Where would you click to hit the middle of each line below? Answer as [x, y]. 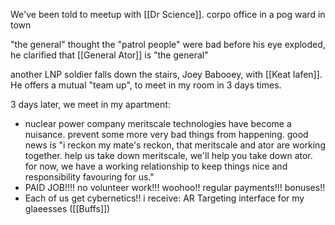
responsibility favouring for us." [89, 177]
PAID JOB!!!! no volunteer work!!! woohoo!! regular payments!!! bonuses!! [175, 187]
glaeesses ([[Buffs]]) [67, 208]
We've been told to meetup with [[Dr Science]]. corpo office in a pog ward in [168, 14]
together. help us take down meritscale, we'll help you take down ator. [168, 155]
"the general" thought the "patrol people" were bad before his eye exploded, [168, 44]
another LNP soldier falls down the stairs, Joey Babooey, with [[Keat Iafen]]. [166, 74]
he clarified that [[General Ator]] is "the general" [109, 55]
